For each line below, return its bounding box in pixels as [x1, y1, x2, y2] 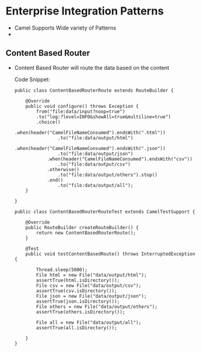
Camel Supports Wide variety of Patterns [14, 24, 117, 31]
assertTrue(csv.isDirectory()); [36, 288, 117, 294]
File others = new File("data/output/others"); [36, 303, 158, 310]
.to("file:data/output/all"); [57, 182, 134, 188]
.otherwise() [46, 166, 79, 172]
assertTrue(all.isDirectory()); [36, 324, 117, 331]
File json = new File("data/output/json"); [36, 293, 147, 299]
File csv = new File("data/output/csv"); [36, 282, 142, 289]
